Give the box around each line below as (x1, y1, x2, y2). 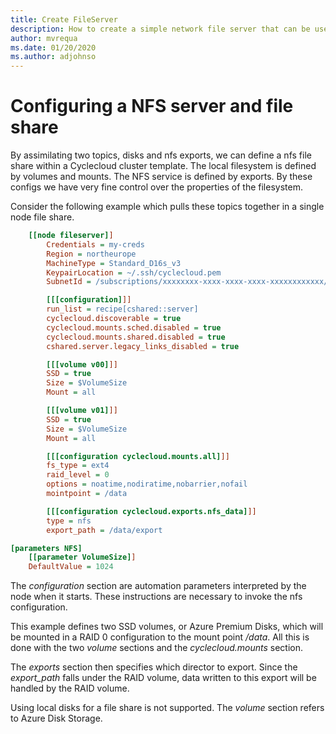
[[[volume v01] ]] (46, 406, 118, 416)
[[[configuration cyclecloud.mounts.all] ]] (46, 451, 230, 461)
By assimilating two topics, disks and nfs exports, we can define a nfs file (10, 149, 312, 161)
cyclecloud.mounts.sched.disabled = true (46, 322, 222, 333)
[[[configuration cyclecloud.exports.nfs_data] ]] (46, 506, 257, 516)
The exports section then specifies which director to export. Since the (10, 661, 298, 673)
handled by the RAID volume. (10, 682, 130, 695)
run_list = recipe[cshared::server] (46, 304, 199, 315)
